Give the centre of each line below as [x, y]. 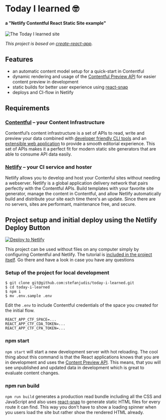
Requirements [27, 108]
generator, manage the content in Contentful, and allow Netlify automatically [83, 194]
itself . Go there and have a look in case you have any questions [70, 260]
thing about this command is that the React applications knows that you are [82, 357]
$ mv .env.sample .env [29, 296]
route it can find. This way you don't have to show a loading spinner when [81, 407]
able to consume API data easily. [39, 154]
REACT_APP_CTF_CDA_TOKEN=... [35, 324]
